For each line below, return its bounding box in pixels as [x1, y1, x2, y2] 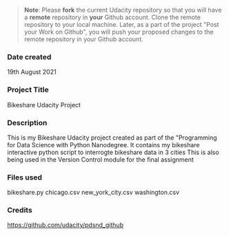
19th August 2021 [7, 68, 57, 76]
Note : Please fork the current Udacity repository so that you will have [23, 6, 222, 14]
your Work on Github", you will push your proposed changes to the [23, 28, 214, 36]
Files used [7, 172, 43, 182]
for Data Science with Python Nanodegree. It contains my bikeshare [7, 140, 200, 149]
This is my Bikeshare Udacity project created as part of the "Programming [7, 133, 217, 142]
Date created [7, 52, 52, 61]
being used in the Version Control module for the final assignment [7, 155, 195, 164]
